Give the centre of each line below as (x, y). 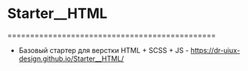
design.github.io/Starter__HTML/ (71, 59)
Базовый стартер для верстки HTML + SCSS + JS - (104, 50)
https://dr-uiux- (215, 50)
